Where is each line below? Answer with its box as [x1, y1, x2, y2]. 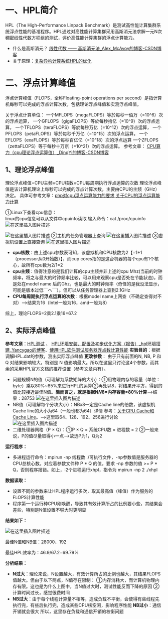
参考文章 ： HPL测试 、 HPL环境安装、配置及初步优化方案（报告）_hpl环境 [5, 341, 156, 347]
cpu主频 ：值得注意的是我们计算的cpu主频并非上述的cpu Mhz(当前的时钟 [12, 268, 162, 274]
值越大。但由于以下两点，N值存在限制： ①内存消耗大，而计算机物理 [12, 577, 155, 583]
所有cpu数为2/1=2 [26, 262, 63, 268]
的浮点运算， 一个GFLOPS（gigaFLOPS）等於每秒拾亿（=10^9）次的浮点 [5, 118, 155, 124]
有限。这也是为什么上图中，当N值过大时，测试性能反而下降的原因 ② [17, 583, 159, 589]
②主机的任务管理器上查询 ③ [51, 232, 159, 238]
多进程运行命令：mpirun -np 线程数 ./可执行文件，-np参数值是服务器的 [12, 454, 158, 460]
